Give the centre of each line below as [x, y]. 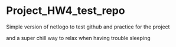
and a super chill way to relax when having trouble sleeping [78, 38]
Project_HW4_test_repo [66, 11]
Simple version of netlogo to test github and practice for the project [88, 27]
